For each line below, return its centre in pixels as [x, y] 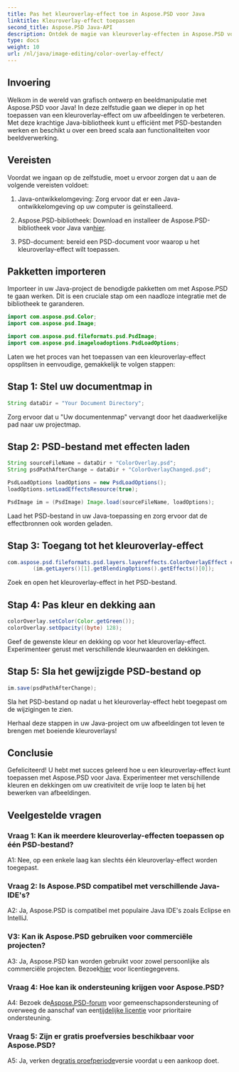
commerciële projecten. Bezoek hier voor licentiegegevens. [94, 969]
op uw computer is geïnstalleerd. [125, 206]
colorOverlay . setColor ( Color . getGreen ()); [71, 621]
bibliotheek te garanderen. [46, 304]
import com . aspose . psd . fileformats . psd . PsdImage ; [83, 337]
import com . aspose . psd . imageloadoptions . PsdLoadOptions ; [94, 343]
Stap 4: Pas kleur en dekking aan [81, 604]
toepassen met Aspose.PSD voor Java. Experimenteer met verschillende [114, 777]
